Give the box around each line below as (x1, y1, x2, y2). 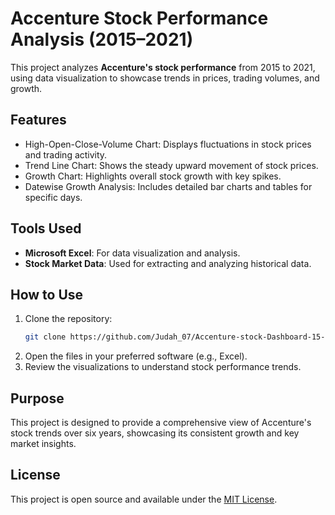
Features (10, 112, 67, 129)
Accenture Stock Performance (10, 7, 269, 30)
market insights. (10, 438, 77, 450)
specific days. (24, 191, 83, 203)
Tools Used (10, 220, 82, 237)
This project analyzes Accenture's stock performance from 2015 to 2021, (10, 61, 316, 73)
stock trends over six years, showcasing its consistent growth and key (10, 427, 300, 439)
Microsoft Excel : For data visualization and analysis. (24, 247, 241, 259)
